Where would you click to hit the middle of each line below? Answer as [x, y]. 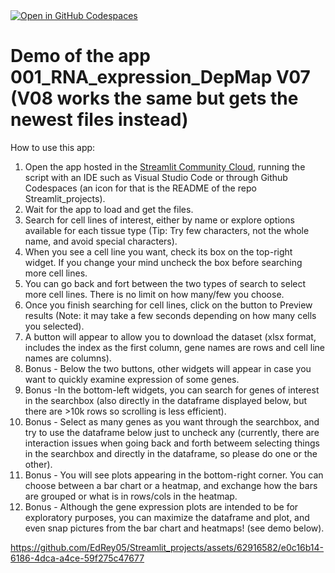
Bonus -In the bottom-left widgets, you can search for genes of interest [172, 390]
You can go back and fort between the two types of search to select [165, 283]
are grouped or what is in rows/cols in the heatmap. [131, 496]
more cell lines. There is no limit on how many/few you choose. [154, 294]
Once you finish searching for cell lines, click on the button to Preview [168, 305]
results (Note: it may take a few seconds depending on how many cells [170, 315]
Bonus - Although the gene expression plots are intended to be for [161, 506]
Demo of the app [80, 56]
